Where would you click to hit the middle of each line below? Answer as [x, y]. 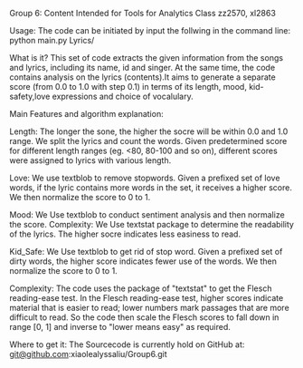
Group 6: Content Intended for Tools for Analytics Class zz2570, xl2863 [142, 13]
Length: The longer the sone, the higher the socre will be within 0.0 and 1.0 [149, 131]
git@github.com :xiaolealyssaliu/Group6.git [88, 354]
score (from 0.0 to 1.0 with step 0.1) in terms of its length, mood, [128, 87]
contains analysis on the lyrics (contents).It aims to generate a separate [142, 77]
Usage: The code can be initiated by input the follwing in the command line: [150, 30]
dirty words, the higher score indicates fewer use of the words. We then [143, 261]
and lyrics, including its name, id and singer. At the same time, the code [142, 68]
